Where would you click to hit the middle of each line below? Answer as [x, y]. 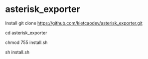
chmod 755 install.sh [26, 42]
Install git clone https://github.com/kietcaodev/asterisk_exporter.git [74, 23]
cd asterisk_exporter [26, 32]
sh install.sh [17, 52]
